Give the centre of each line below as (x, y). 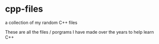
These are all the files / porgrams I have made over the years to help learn (79, 32)
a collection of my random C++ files (41, 22)
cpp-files (24, 9)
